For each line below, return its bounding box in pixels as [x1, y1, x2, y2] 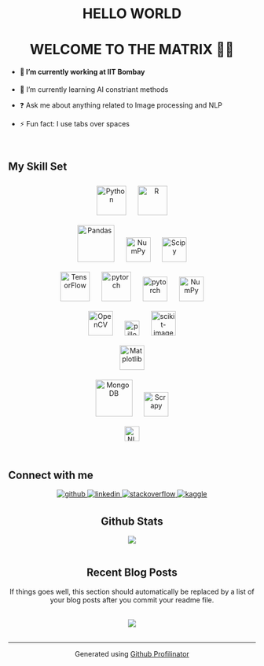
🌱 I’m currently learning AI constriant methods [19, 84, 169, 94]
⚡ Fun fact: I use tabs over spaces [19, 119, 130, 128]
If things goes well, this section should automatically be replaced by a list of [9, 587, 255, 596]
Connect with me [8, 468, 94, 481]
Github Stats [101, 514, 163, 528]
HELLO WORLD [82, 5, 182, 23]
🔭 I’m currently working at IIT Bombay [19, 67, 145, 76]
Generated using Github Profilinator [74, 649, 190, 658]
